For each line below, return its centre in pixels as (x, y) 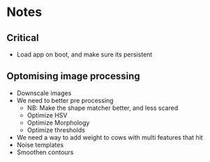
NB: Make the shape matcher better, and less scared (103, 108)
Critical (23, 38)
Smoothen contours (45, 152)
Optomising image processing (73, 76)
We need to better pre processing (65, 100)
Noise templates (40, 145)
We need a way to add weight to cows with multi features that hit (110, 137)
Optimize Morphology (58, 122)
